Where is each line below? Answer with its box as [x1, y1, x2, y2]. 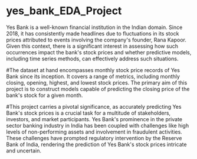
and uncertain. [6, 147, 42, 154]
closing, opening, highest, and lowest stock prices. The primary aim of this [6, 79, 188, 86]
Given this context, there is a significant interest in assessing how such [6, 43, 179, 50]
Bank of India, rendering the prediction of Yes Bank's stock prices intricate [6, 141, 187, 148]
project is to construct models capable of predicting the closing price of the [6, 85, 190, 92]
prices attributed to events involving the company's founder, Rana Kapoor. [6, 36, 187, 43]
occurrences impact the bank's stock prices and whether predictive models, [6, 48, 192, 56]
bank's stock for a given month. [6, 92, 83, 99]
